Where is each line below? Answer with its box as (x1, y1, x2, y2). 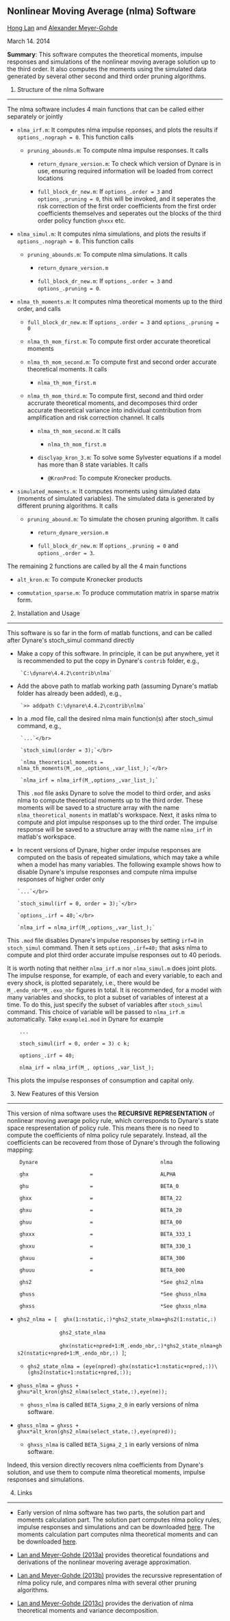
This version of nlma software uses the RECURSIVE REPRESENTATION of (7, 1109, 215, 1117)
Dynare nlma (19, 1159, 173, 1165)
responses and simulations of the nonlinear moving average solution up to (7, 58, 216, 66)
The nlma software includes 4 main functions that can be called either (7, 105, 205, 113)
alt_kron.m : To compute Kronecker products (16, 575, 143, 583)
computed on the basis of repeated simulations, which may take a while (16, 853, 220, 861)
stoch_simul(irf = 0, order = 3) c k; (19, 1040, 130, 1047)
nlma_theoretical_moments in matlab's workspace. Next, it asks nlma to (16, 810, 217, 819)
